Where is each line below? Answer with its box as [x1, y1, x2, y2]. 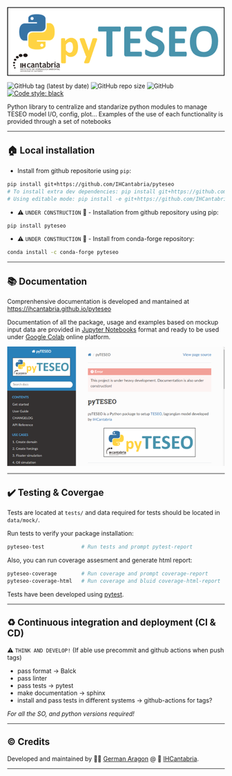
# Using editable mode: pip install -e [7, 195, 122, 202]
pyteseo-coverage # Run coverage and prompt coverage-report [7, 570, 209, 577]
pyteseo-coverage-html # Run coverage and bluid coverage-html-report [7, 578, 221, 585]
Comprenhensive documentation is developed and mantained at [7, 298, 190, 306]
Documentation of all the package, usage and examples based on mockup [7, 318, 219, 327]
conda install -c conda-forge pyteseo [7, 249, 119, 256]
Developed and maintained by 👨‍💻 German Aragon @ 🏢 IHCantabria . [7, 755, 199, 763]
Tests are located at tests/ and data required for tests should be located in [7, 509, 220, 517]
